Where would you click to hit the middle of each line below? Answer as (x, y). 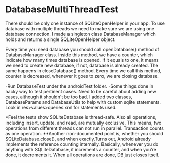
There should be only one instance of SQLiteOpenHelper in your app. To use (85, 23)
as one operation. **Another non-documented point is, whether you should (84, 133)
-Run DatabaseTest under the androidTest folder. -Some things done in (79, 86)
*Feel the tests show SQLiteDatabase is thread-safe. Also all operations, (81, 117)
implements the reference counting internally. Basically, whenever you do (82, 144)
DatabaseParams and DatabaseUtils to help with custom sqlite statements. (83, 102)
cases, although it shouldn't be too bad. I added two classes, (69, 97)
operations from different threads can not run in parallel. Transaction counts (84, 128)
